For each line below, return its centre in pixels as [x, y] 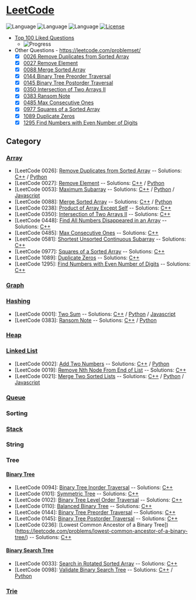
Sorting [17, 413]
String [15, 444]
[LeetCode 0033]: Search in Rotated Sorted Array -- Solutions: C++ [96, 563]
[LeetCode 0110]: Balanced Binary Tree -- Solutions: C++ [83, 506]
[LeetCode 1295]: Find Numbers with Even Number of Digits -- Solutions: [102, 264]
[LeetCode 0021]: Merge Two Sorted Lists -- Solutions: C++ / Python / [99, 376]
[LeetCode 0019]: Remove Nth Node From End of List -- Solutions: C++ [100, 370]
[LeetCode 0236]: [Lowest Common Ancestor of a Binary [83, 524]
